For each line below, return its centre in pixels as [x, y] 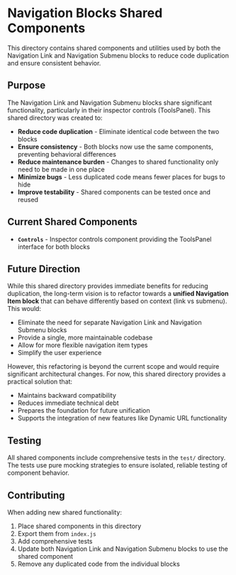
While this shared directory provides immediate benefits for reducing [108, 286]
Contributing [36, 495]
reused [28, 199]
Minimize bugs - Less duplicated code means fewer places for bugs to [121, 176]
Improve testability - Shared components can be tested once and [114, 192]
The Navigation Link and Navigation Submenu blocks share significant [110, 102]
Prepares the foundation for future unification [84, 411]
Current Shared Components [73, 222]
